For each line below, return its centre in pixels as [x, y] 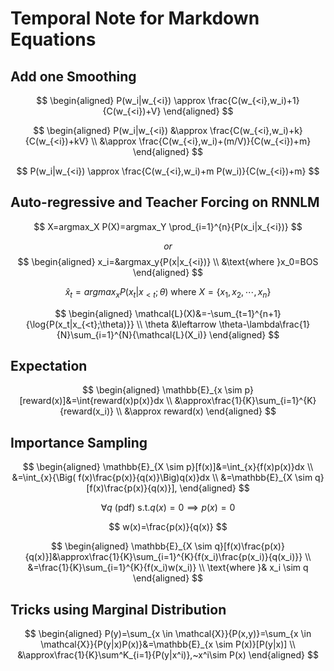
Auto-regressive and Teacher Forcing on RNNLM [165, 202]
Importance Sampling [79, 442]
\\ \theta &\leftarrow [176, 324]
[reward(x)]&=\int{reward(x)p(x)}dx [92, 401]
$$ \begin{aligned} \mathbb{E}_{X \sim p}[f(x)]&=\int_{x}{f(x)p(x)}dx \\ [168, 467]
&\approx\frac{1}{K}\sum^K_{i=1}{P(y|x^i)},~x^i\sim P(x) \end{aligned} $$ [168, 655]
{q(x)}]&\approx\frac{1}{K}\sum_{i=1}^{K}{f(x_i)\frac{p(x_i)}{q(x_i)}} [163, 557]
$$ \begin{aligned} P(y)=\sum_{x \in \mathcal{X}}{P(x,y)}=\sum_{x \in [168, 634]
